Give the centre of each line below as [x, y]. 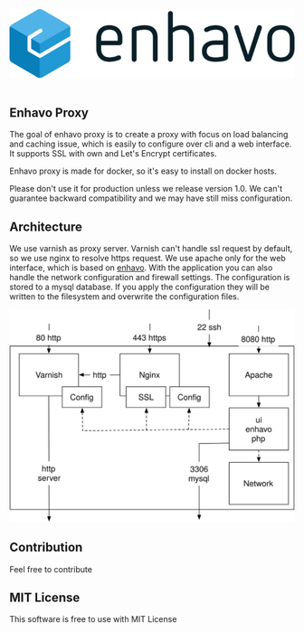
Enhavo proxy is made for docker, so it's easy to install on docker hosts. [143, 171]
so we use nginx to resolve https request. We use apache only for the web [148, 259]
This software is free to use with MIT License [93, 619]
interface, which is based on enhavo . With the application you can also [141, 268]
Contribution [46, 547]
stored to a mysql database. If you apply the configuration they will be [139, 287]
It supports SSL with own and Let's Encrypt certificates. [113, 154]
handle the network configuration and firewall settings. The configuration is [150, 278]
